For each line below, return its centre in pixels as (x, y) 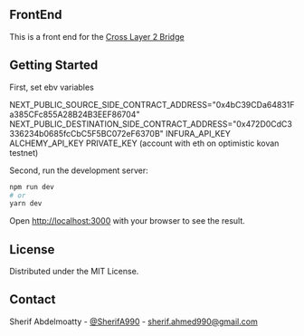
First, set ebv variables (52, 87)
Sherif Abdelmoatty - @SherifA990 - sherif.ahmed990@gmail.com (133, 322)
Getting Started (54, 66)
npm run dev (32, 187)
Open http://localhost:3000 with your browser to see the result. (128, 221)
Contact (33, 299)
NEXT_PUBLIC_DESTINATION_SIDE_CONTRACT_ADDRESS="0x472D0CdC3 (151, 124)
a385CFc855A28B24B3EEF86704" (75, 114)
